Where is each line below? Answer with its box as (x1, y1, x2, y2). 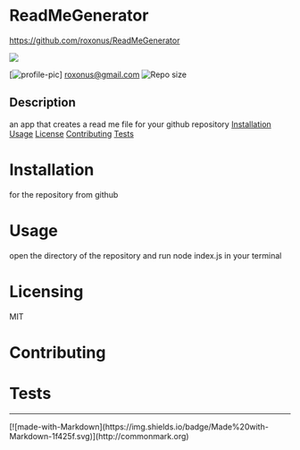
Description (9, 95, 76, 110)
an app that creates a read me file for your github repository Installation (9, 118, 272, 130)
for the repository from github (9, 189, 119, 200)
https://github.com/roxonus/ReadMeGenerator (9, 35, 180, 46)
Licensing (9, 281, 84, 301)
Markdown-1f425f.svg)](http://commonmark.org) (9, 430, 189, 441)
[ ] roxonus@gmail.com (9, 69, 140, 80)
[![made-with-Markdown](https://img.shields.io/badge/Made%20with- (9, 421, 270, 432)
